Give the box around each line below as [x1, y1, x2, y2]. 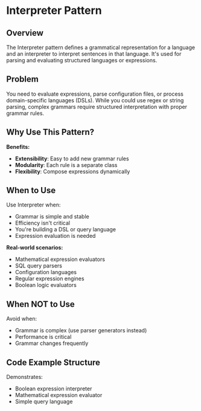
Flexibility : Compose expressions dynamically [14, 168, 130, 175]
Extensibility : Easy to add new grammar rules [14, 155, 129, 162]
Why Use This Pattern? [6, 127, 95, 137]
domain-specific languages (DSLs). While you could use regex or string [6, 96, 184, 104]
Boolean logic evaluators [14, 281, 77, 289]
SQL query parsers [14, 262, 62, 269]
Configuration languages [14, 269, 77, 276]
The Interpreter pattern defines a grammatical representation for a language [6, 44, 195, 51]
